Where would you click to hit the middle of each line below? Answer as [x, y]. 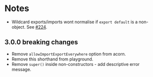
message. [21, 69]
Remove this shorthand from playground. [52, 59]
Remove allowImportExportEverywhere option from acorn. [69, 54]
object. [18, 27]
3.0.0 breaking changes [41, 42]
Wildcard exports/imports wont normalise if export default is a [75, 22]
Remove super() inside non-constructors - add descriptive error [76, 64]
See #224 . [37, 27]
